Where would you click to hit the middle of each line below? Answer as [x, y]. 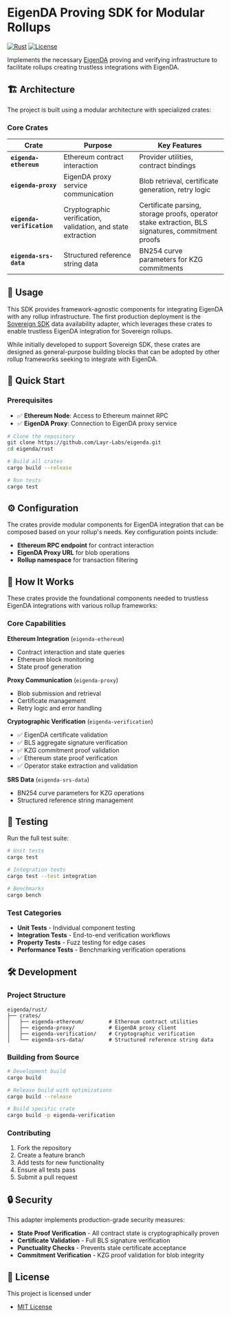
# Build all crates [35, 462]
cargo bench [24, 895]
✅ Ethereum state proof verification [67, 758]
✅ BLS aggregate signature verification [73, 742]
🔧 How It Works [41, 581]
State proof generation [49, 666]
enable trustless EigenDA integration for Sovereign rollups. [90, 331]
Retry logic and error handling [59, 708]
